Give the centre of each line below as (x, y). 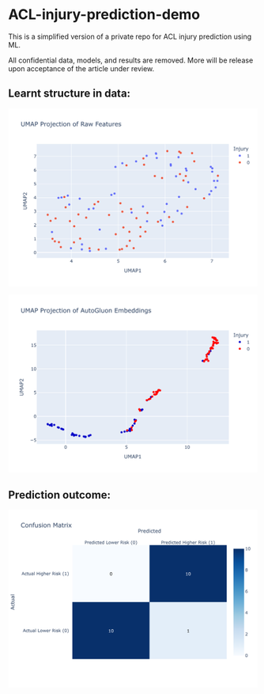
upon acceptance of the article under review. (81, 68)
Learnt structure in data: (70, 94)
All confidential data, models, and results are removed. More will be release (131, 60)
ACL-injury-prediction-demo (104, 15)
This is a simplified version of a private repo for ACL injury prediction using (130, 36)
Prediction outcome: (60, 495)
